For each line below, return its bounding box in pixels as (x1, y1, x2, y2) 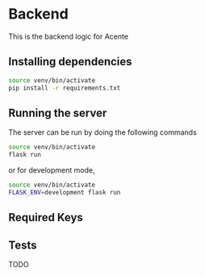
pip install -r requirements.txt (8, 84, 121, 92)
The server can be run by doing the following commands (8, 128, 198, 137)
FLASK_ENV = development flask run (8, 188, 121, 196)
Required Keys (8, 211, 83, 224)
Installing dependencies (8, 55, 132, 69)
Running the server (8, 106, 107, 119)
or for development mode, (8, 165, 95, 175)
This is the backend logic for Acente (8, 31, 129, 41)
